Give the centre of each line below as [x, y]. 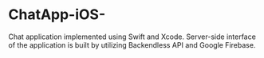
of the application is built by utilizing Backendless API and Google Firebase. [132, 44]
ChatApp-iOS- [57, 15]
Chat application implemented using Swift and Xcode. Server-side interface [132, 37]
